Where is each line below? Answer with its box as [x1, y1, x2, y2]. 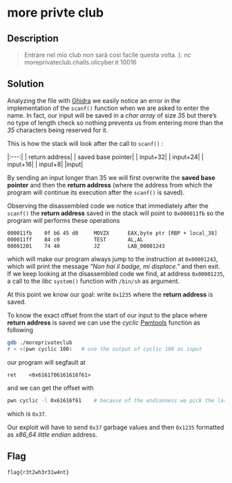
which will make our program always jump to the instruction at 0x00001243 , [7, 255, 218, 264]
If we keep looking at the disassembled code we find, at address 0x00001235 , [7, 270, 225, 278]
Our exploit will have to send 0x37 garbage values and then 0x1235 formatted [7, 423, 224, 432]
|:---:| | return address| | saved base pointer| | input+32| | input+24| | [7, 152, 204, 161]
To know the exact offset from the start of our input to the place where [7, 311, 208, 320]
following [7, 326, 33, 334]
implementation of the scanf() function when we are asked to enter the [7, 104, 210, 112]
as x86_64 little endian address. [7, 430, 98, 439]
